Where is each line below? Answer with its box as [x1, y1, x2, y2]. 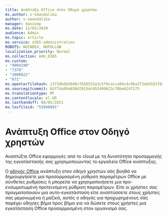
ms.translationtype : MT [5, 91, 55, 96]
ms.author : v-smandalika [5, 12, 57, 17]
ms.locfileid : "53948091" [5, 105, 59, 110]
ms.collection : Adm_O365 [5, 53, 57, 59]
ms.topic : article [5, 35, 43, 40]
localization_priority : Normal [5, 49, 70, 54]
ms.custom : [5, 58, 28, 63]
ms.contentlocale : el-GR [5, 95, 57, 100]
